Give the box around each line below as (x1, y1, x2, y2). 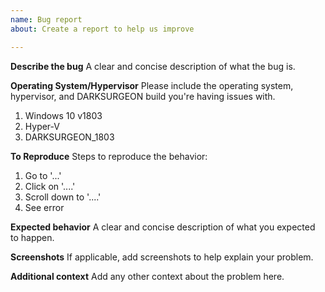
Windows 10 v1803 (24, 109, 103, 121)
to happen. (10, 231, 55, 243)
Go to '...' (24, 169, 62, 181)
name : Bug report (10, 14, 83, 25)
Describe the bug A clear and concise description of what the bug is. (10, 60, 296, 72)
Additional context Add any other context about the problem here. (10, 270, 285, 282)
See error (24, 201, 65, 213)
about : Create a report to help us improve (10, 24, 195, 34)
